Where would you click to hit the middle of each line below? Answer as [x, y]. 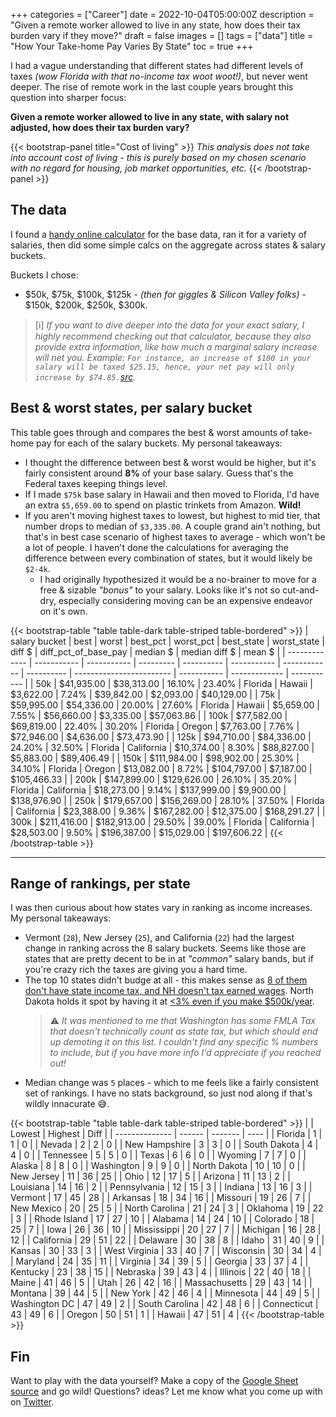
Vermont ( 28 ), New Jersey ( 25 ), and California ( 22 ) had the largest [159, 938]
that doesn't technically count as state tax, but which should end [183, 1031]
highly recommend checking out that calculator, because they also [173, 336]
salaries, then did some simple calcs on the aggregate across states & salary [168, 245]
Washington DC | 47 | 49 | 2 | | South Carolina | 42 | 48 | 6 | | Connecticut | [164, 1304]
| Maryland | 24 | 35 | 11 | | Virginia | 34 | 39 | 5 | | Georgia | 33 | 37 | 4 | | [159, 1261]
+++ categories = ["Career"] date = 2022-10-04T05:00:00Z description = [162, 14]
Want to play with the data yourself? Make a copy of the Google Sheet [154, 1381]
